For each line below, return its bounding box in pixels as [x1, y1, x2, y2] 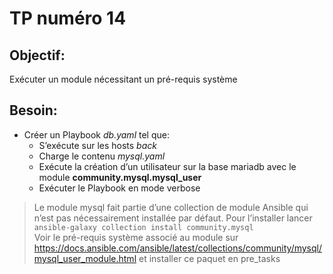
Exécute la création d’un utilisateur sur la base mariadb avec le [38, 160, 297, 172]
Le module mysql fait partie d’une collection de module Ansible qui [33, 201, 309, 213]
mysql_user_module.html [33, 252, 137, 264]
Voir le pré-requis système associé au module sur [33, 231, 239, 243]
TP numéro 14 [9, 7, 127, 30]
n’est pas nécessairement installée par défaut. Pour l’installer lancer [33, 212, 313, 224]
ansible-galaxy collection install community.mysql [33, 222, 254, 232]
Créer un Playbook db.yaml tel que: [23, 128, 170, 141]
